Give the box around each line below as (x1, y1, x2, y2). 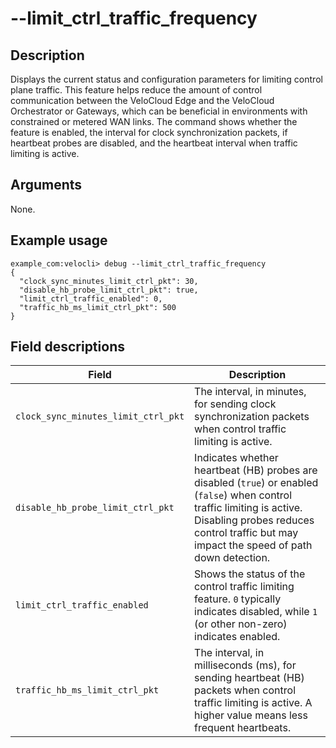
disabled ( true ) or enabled (194, 476, 319, 490)
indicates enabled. (194, 630, 281, 644)
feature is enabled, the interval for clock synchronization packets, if (10, 127, 288, 138)
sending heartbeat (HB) (194, 671, 305, 685)
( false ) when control (194, 488, 293, 502)
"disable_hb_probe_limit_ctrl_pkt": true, (19, 285, 199, 295)
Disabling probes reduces (194, 513, 315, 527)
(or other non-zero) (194, 617, 288, 631)
